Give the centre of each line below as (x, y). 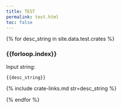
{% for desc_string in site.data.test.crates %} (60, 39)
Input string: (21, 67)
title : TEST (21, 11)
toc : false (19, 22)
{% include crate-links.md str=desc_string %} (62, 88)
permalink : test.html (33, 17)
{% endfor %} (23, 99)
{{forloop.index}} (31, 54)
